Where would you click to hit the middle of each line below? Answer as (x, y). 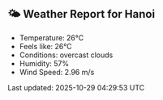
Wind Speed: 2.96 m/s (57, 72)
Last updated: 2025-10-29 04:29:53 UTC (76, 87)
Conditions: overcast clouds (66, 55)
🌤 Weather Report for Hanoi (81, 14)
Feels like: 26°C (45, 46)
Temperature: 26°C (51, 37)
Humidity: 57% (44, 63)
